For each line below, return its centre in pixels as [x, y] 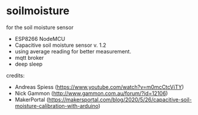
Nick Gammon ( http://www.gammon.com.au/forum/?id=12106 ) [91, 93]
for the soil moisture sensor [40, 27]
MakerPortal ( [32, 100]
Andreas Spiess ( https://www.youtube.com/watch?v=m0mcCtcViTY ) [99, 87]
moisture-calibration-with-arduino [57, 106]
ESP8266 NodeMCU [40, 39]
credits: [16, 75]
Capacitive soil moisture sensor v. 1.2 [60, 45]
